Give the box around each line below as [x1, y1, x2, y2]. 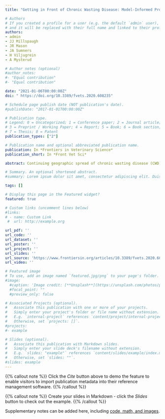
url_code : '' [5, 233, 32, 238]
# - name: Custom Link [5, 214, 52, 219]
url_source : [5, 255, 29, 261]
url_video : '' [5, 260, 34, 265]
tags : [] [5, 183, 23, 188]
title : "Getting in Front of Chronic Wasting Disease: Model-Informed [5, 7, 153, 12]
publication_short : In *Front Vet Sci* [5, 152, 87, 157]
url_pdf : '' [5, 228, 29, 233]
